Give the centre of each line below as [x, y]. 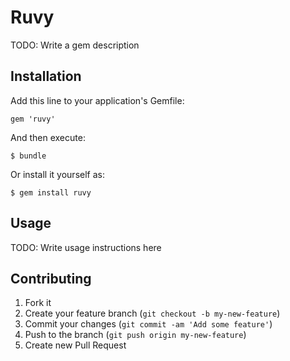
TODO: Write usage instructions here [86, 247]
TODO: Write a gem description [75, 45]
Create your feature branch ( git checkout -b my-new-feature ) [152, 313]
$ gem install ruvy [51, 192]
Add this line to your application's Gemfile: [97, 100]
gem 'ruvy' [33, 119]
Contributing [51, 278]
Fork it [38, 303]
